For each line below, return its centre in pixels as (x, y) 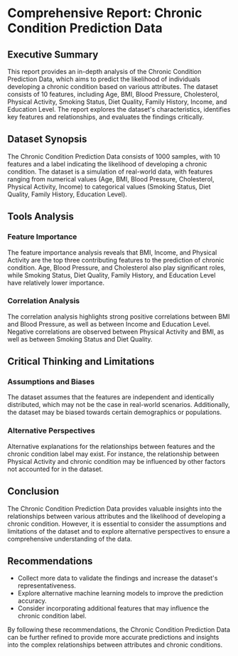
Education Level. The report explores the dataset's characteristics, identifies (119, 109)
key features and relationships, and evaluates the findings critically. (106, 117)
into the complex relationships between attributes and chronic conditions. (115, 645)
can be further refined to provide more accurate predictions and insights (113, 638)
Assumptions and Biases (51, 382)
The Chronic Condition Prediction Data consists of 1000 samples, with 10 (114, 156)
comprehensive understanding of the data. (70, 539)
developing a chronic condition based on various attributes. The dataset (113, 86)
